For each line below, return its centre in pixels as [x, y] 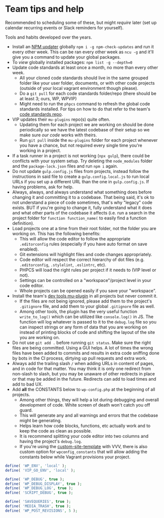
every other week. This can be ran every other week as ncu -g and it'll [83, 52]
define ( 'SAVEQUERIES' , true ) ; [38, 502]
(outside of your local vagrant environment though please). [79, 88]
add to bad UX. [27, 384]
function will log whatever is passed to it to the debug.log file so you [88, 322]
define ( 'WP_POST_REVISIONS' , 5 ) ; [41, 511]
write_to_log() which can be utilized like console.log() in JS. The [86, 317]
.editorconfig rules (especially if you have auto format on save [83, 244]
